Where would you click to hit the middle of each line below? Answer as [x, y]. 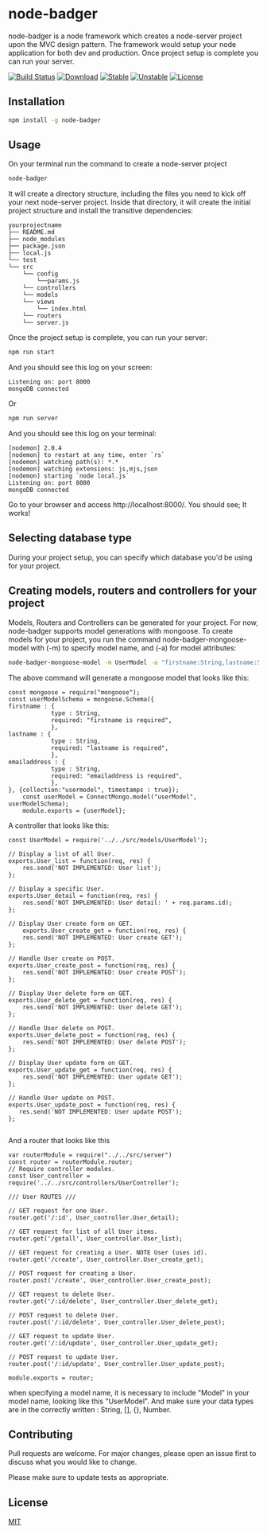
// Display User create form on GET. [71, 923]
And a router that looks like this [59, 1140]
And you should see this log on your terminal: [82, 434]
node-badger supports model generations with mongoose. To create [120, 630]
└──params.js [58, 281]
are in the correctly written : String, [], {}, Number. [90, 1409]
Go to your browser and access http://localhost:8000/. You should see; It [128, 505]
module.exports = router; [51, 1378]
